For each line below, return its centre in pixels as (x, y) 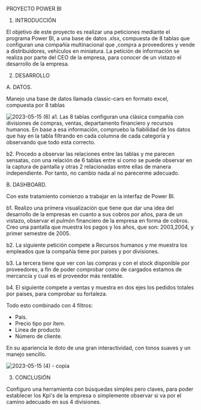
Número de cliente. (38, 336)
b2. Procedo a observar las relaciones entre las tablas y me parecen (91, 154)
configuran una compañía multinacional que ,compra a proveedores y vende (100, 45)
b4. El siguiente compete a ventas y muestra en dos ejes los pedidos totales (100, 287)
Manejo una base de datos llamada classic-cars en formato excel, (88, 99)
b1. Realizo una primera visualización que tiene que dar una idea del (90, 208)
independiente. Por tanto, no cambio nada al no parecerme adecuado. (93, 173)
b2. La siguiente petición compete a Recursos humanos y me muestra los (97, 245)
